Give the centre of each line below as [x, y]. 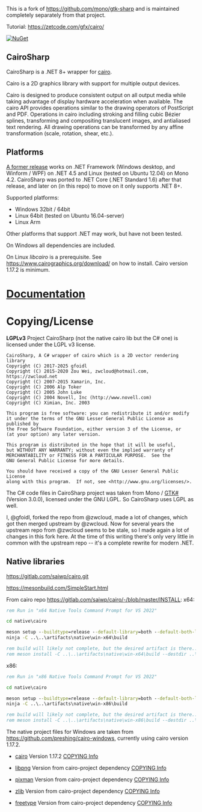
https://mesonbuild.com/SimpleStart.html [57, 588]
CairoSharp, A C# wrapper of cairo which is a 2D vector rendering [93, 355]
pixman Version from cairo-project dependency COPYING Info [92, 780]
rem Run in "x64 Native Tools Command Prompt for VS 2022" [82, 610]
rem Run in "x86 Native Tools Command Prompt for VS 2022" [82, 676]
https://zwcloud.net [32, 376]
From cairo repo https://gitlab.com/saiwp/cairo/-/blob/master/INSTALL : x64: [100, 599]
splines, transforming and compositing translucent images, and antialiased [98, 120]
